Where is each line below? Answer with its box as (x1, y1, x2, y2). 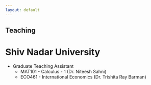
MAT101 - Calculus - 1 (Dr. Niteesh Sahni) (20, 68, 107, 74)
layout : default (5, 7, 40, 13)
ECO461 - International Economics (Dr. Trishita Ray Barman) (20, 74, 146, 80)
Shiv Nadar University (5, 47, 100, 58)
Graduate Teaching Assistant (12, 63, 74, 69)
